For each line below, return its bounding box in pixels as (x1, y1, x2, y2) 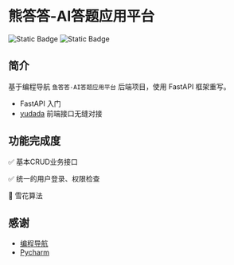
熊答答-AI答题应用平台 (8, 7, 155, 25)
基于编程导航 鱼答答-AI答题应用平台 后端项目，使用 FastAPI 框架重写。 (8, 81, 231, 92)
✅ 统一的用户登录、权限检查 (8, 173, 100, 183)
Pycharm (19, 247, 50, 257)
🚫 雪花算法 (8, 190, 44, 200)
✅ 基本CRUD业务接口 (8, 157, 78, 166)
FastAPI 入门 (19, 99, 61, 108)
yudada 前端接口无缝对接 (19, 108, 103, 118)
